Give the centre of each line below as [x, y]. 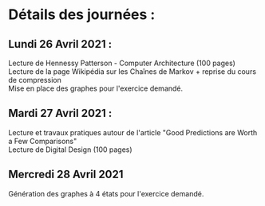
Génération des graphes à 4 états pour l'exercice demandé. [106, 193]
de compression [35, 80]
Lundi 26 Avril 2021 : [60, 44]
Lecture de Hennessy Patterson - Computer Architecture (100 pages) [122, 63]
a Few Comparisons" [43, 141]
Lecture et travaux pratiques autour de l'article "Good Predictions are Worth [133, 132]
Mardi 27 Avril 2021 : [60, 113]
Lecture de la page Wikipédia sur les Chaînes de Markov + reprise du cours [132, 72]
